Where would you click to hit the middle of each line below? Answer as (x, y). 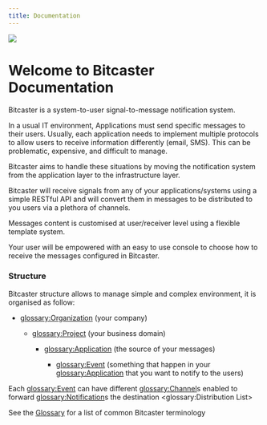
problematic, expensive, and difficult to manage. (88, 151)
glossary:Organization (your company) (84, 318)
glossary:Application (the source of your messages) (129, 349)
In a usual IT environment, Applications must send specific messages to (127, 125)
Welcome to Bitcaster (81, 70)
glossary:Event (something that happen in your (133, 364)
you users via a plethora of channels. (69, 207)
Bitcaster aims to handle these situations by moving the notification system (132, 166)
